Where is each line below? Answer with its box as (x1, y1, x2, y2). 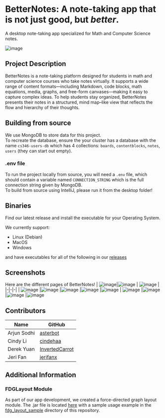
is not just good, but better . (5, 14, 119, 25)
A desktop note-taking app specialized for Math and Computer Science (5, 30, 151, 36)
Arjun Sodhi (7, 330, 35, 337)
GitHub (48, 321, 65, 328)
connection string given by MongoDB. (5, 182, 83, 188)
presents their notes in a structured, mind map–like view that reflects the (5, 99, 153, 105)
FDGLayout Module (5, 385, 53, 392)
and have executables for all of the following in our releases (5, 254, 127, 260)
